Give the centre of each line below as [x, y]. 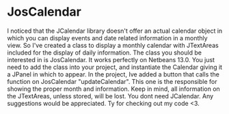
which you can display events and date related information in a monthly [107, 38]
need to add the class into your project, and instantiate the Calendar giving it [115, 67]
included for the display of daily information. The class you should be [104, 53]
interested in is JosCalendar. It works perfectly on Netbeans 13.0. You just [111, 59]
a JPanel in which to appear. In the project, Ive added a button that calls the [113, 74]
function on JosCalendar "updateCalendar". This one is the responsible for [112, 81]
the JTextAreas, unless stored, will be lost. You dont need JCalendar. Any [110, 96]
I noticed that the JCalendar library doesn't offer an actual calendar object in [115, 31]
